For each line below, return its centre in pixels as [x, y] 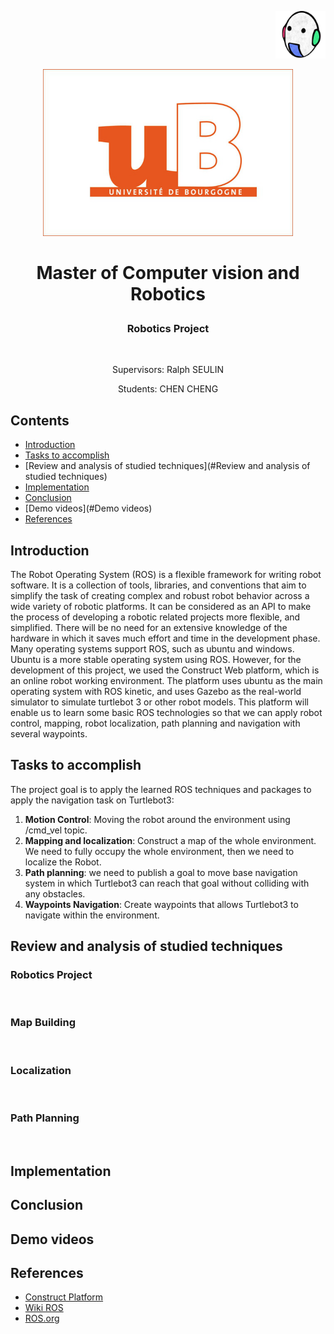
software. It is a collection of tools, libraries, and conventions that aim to [158, 585]
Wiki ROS [44, 1308]
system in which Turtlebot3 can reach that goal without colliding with [167, 883]
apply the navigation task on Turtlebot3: [92, 800]
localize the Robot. [63, 862]
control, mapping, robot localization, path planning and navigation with [155, 723]
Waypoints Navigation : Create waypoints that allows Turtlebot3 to [161, 904]
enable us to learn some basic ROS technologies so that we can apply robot [166, 712]
